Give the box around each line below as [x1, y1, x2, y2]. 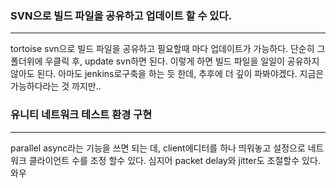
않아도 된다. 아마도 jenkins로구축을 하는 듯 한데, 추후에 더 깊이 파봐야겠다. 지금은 [10, 68, 325, 80]
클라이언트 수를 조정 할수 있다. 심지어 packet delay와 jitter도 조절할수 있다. [28, 154, 321, 166]
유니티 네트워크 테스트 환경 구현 [10, 108, 153, 122]
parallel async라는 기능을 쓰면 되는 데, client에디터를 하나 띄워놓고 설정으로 [10, 142, 306, 154]
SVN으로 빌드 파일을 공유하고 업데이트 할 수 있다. [10, 8, 232, 22]
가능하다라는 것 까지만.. [10, 80, 102, 92]
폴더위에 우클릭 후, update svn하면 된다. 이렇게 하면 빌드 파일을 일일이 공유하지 [10, 55, 320, 67]
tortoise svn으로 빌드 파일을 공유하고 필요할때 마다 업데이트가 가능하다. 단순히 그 [10, 43, 326, 55]
